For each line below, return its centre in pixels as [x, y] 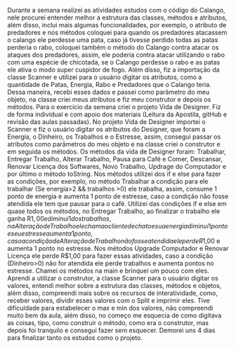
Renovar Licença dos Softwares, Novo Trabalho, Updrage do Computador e [117, 166]
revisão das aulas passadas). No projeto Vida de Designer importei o [106, 122]
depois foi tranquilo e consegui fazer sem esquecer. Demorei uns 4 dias [111, 330]
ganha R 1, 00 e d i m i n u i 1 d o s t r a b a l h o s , [59, 219]
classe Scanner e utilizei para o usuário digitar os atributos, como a [105, 77]
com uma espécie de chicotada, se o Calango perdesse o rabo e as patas [114, 62]
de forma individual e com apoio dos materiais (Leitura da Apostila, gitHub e [117, 114]
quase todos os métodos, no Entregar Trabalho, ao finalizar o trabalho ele [114, 211]
